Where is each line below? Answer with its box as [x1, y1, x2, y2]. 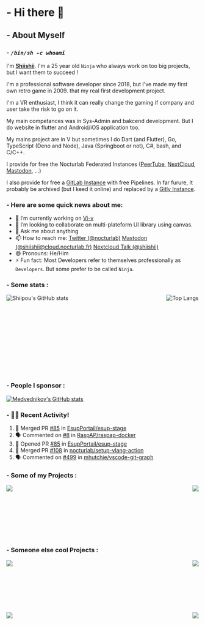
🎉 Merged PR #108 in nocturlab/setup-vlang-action [15, 447, 144, 454]
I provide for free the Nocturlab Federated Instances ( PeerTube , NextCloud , [6, 160, 196, 168]
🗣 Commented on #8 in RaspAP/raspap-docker [15, 432, 136, 439]
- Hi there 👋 [6, 6, 65, 20]
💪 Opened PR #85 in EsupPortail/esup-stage [15, 440, 127, 447]
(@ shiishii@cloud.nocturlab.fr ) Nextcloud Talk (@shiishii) [15, 243, 159, 250]
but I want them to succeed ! [6, 69, 78, 76]
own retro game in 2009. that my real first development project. [6, 87, 166, 94]
